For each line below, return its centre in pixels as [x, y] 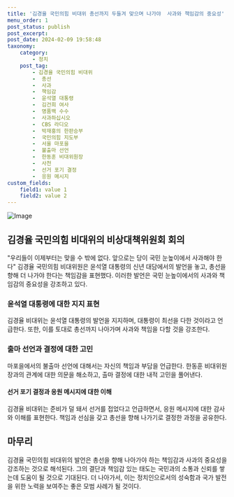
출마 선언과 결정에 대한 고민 [50, 349]
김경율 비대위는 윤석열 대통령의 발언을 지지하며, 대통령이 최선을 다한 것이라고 [112, 321]
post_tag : [34, 66]
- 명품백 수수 [51, 111]
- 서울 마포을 [51, 144]
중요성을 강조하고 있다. [57, 283]
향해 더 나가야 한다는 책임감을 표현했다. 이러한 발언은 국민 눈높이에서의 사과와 [112, 275]
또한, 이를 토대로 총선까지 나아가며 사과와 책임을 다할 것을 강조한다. [119, 329]
